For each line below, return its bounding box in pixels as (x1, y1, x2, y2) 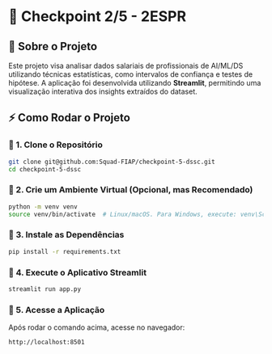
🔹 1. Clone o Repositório (8, 139, 104, 150)
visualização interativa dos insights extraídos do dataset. (8, 86, 198, 96)
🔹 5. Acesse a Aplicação (8, 304, 105, 315)
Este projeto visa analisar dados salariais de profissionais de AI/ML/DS (8, 61, 244, 70)
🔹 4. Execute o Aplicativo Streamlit (8, 267, 147, 278)
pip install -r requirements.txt (8, 247, 121, 255)
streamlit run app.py (8, 284, 82, 293)
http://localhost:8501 (8, 339, 85, 347)
